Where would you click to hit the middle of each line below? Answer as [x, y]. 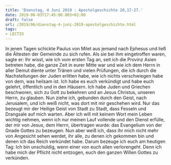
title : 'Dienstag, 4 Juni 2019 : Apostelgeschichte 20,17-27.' [74, 10]
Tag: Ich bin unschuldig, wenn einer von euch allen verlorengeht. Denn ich [84, 147]
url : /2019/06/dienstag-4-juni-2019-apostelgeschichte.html [71, 24]
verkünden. [17, 158]
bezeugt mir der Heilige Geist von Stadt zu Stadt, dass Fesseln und [76, 109]
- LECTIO [15, 34]
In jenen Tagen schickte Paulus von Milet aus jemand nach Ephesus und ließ [86, 49]
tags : [11, 29]
